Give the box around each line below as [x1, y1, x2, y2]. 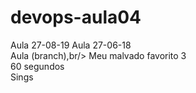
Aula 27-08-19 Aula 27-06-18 [10, 39, 132, 51]
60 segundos [10, 60, 65, 72]
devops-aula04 [10, 6, 142, 29]
